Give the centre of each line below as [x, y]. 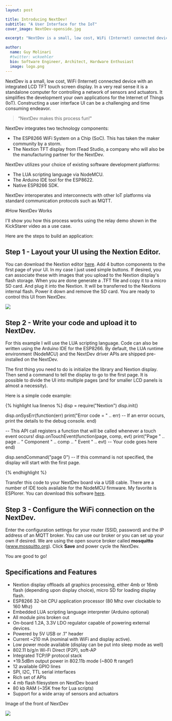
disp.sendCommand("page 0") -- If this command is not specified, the [79, 457]
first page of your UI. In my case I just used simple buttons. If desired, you [83, 270]
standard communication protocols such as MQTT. [59, 201]
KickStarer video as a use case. [39, 226]
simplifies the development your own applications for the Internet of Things [85, 97]
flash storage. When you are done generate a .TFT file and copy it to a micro [86, 281]
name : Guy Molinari [31, 52]
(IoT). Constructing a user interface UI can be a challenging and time [78, 103]
